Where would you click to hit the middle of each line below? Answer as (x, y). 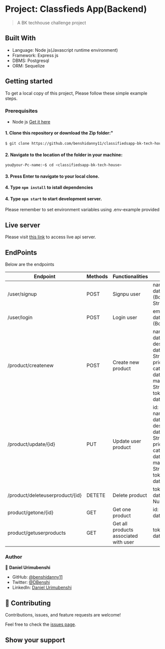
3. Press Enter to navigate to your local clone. (52, 176)
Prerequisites (21, 111)
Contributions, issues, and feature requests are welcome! (63, 615)
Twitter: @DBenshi (31, 583)
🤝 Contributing (28, 603)
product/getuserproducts (37, 533)
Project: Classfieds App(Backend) (76, 9)
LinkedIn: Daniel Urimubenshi (42, 587)
